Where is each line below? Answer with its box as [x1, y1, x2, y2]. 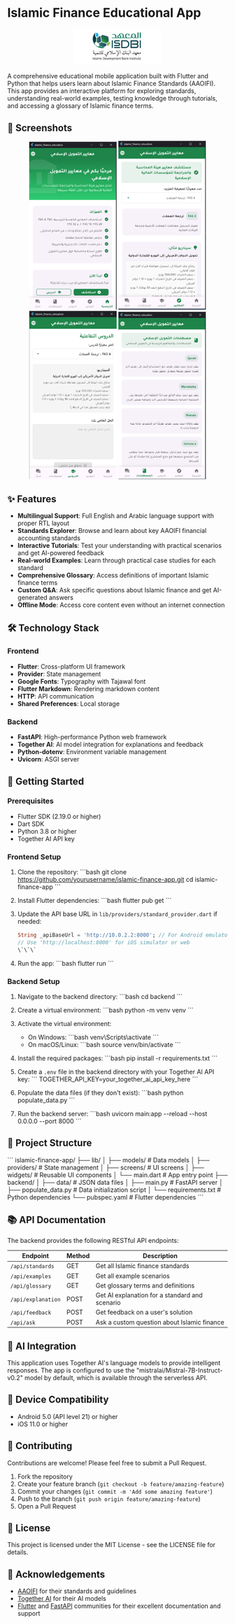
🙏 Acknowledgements [7, 1568, 106, 1580]
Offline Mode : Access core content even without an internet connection [17, 601, 225, 609]
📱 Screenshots [7, 122, 73, 134]
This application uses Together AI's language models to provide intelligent [7, 1359, 221, 1367]
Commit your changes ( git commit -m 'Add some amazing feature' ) [17, 1487, 213, 1495]
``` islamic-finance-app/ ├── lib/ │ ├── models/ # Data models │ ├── [7, 1155, 210, 1164]
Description [143, 1252, 178, 1260]
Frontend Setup [7, 852, 62, 862]
